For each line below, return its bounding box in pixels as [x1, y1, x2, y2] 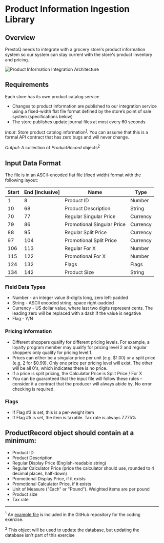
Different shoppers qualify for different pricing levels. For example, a [12, 339, 150, 345]
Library [5, 14, 35, 25]
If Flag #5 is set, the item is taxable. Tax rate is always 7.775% [12, 414, 137, 420]
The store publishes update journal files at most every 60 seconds [12, 119, 145, 125]
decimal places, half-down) [12, 470, 67, 476]
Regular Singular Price [64, 213, 116, 219]
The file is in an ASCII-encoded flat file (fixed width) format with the [5, 172, 141, 178]
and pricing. [5, 57, 29, 62]
